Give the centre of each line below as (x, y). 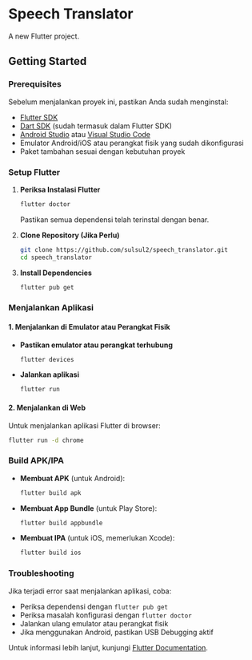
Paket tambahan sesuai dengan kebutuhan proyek (102, 151)
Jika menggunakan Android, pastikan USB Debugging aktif (116, 632)
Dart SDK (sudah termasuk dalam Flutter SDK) (96, 126)
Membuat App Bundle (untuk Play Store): (88, 508)
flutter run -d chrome (46, 440)
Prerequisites (35, 84)
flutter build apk (50, 493)
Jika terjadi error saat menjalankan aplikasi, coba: (90, 591)
